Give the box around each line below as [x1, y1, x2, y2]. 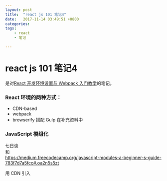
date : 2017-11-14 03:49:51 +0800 [5, 16, 79, 21]
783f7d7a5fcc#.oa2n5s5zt [5, 160, 59, 166]
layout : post [5, 7, 32, 12]
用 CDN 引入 [5, 170, 31, 176]
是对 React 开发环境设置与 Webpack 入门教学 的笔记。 [5, 80, 115, 86]
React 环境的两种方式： [5, 93, 62, 100]
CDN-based [12, 105, 37, 111]
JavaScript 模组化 [5, 130, 49, 137]
